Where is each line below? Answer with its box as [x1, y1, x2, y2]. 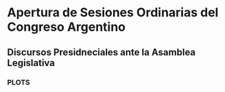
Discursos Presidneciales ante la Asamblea [7, 46, 196, 58]
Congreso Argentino [7, 19, 126, 35]
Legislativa [7, 57, 55, 69]
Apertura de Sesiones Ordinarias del [7, 5, 219, 20]
